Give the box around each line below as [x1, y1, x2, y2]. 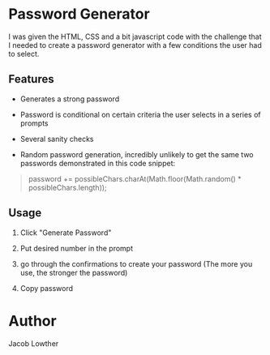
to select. [8, 49, 40, 58]
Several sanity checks [19, 134, 94, 143]
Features [8, 72, 54, 86]
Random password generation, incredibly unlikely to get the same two [19, 149, 254, 159]
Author [8, 311, 57, 330]
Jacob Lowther [8, 338, 59, 349]
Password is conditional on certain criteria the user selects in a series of [19, 109, 261, 119]
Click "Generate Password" [19, 228, 112, 237]
